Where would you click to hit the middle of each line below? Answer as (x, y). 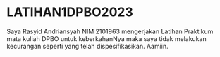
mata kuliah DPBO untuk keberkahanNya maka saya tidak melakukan (106, 38)
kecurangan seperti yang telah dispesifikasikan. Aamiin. (87, 46)
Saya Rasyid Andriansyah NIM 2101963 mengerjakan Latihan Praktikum (110, 31)
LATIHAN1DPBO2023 (70, 12)
